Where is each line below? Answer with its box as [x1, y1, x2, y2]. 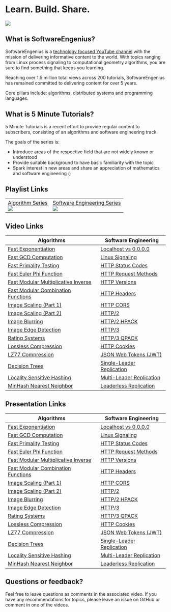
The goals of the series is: [5, 138, 60, 145]
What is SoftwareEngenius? [5, 35, 95, 44]
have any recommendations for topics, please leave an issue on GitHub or [5, 596, 160, 602]
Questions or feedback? [5, 577, 83, 586]
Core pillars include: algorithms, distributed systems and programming [5, 90, 153, 96]
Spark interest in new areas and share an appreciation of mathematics [12, 164, 160, 171]
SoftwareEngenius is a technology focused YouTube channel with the [5, 48, 151, 54]
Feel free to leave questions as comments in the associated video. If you [5, 591, 157, 597]
